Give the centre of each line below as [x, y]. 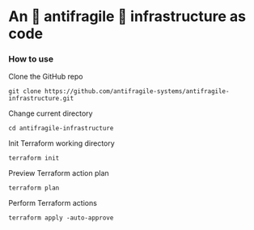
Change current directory [51, 113]
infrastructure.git [41, 99]
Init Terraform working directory [61, 143]
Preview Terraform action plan [59, 173]
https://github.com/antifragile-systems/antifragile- [137, 92]
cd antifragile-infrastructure [61, 129]
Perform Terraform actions [53, 203]
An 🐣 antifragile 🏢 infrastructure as [127, 17]
